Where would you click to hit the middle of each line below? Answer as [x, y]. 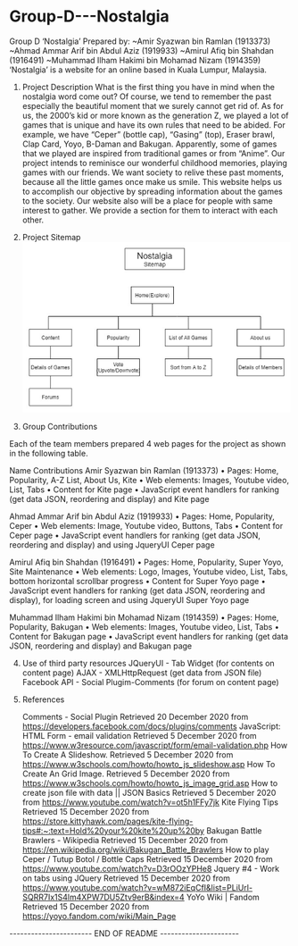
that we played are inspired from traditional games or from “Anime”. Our [153, 153]
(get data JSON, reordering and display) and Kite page [109, 499]
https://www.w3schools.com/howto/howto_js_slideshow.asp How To [149, 765]
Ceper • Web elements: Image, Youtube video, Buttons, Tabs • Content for [146, 526]
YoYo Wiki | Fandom [223, 897]
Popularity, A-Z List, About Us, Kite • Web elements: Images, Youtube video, [149, 481]
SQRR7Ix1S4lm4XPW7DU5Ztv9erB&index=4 [103, 897]
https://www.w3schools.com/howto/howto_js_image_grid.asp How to [150, 783]
